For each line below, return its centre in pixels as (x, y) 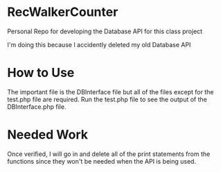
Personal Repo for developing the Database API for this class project (105, 31)
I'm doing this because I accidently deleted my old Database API (99, 44)
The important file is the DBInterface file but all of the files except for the (110, 92)
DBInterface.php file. (37, 106)
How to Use (41, 73)
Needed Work (48, 135)
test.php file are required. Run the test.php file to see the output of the (107, 99)
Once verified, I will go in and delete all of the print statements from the (109, 154)
